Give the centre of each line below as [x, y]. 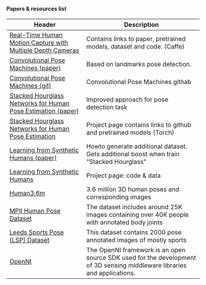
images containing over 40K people [137, 215]
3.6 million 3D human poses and [133, 189]
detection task [107, 107]
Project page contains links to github [139, 125]
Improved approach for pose [127, 100]
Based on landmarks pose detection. [139, 64]
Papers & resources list [36, 9]
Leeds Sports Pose [37, 232]
